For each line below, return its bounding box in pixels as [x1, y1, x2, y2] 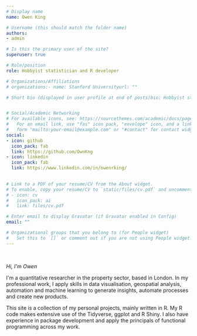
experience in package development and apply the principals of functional [6, 317, 186, 324]
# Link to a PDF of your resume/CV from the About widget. [6, 181, 154, 187]
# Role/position [6, 62, 46, 68]
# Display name [6, 8, 43, 15]
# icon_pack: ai [6, 198, 51, 204]
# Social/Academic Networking [6, 110, 80, 117]
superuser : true [6, 52, 46, 58]
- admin [6, 36, 25, 42]
